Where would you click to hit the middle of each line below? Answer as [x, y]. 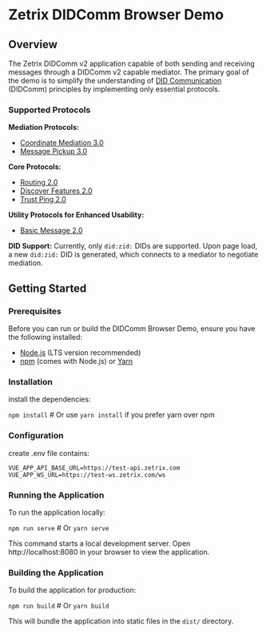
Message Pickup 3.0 [54, 151]
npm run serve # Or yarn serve [59, 527]
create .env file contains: [49, 453]
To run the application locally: [57, 512]
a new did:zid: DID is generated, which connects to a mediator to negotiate [133, 255]
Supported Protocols [50, 110]
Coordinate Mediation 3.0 [62, 143]
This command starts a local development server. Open [99, 543]
